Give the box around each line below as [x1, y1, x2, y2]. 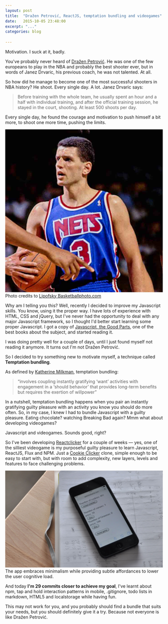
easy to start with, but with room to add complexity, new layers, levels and [5, 455, 158, 461]
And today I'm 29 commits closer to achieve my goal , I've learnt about [5, 583, 152, 589]
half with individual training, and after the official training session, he [17, 99, 158, 105]
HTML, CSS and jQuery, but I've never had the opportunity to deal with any [5, 313, 159, 319]
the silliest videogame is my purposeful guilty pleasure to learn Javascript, [5, 444, 158, 450]
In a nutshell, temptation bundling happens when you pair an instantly [5, 398, 148, 404]
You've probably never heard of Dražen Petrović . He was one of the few [5, 58, 153, 64]
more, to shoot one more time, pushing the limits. [5, 119, 106, 125]
